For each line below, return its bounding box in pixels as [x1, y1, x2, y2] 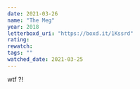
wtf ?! [7, 75, 23, 83]
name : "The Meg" [7, 17, 55, 24]
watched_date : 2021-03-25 [7, 56, 83, 63]
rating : [7, 36, 30, 43]
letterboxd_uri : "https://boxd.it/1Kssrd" [7, 29, 134, 37]
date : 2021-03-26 [7, 10, 58, 18]
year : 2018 [7, 23, 39, 30]
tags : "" [7, 50, 33, 57]
